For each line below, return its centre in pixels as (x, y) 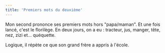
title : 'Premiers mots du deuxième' (44, 10)
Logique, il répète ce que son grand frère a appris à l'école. (67, 45)
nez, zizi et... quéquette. (30, 35)
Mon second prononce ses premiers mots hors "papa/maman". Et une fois (83, 24)
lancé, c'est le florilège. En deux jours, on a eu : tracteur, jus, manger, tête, (83, 30)
